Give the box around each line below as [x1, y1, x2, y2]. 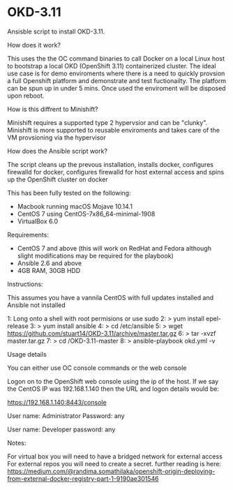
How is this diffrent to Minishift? [7, 105, 98, 113]
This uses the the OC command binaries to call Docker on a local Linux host [7, 54, 225, 63]
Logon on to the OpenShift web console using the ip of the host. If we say [7, 377, 219, 385]
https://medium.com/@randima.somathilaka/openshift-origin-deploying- [7, 467, 216, 475]
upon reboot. [7, 91, 45, 100]
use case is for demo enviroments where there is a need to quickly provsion [7, 69, 225, 77]
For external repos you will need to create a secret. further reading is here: [7, 459, 222, 468]
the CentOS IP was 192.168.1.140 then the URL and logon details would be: [7, 385, 220, 393]
